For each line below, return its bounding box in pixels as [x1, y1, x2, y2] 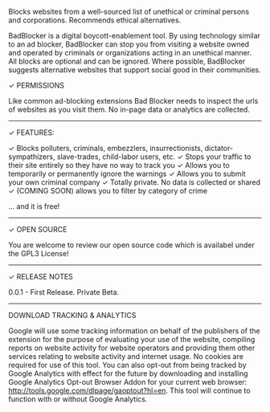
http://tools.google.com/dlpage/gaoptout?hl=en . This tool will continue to [8, 385, 251, 395]
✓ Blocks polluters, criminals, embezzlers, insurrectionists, [8, 144, 203, 153]
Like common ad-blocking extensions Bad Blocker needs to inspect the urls [8, 96, 259, 105]
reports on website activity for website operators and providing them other [8, 343, 256, 353]
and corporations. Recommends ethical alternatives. [8, 15, 182, 25]
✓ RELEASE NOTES [8, 272, 74, 281]
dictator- [204, 144, 234, 153]
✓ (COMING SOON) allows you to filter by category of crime [8, 186, 207, 195]
